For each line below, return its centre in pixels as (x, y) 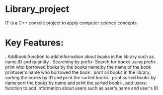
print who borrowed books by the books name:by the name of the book (78, 67)
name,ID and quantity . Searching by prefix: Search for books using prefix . (82, 62)
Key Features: (34, 43)
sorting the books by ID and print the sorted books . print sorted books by (81, 77)
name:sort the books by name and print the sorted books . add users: (76, 83)
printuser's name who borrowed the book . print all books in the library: (78, 72)
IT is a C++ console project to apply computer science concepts (71, 23)
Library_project (37, 9)
